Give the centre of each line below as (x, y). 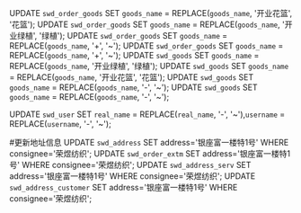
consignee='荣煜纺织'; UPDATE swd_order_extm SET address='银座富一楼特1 (150, 154)
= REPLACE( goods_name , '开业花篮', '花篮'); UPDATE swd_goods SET (132, 77)
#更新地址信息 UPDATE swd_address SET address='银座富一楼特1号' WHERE (149, 142)
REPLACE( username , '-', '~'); (61, 124)
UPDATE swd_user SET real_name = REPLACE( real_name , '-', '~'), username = (147, 114)
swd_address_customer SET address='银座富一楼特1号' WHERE (124, 187)
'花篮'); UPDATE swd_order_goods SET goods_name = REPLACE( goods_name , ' (147, 24)
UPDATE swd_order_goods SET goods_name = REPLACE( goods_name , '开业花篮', (151, 13)
